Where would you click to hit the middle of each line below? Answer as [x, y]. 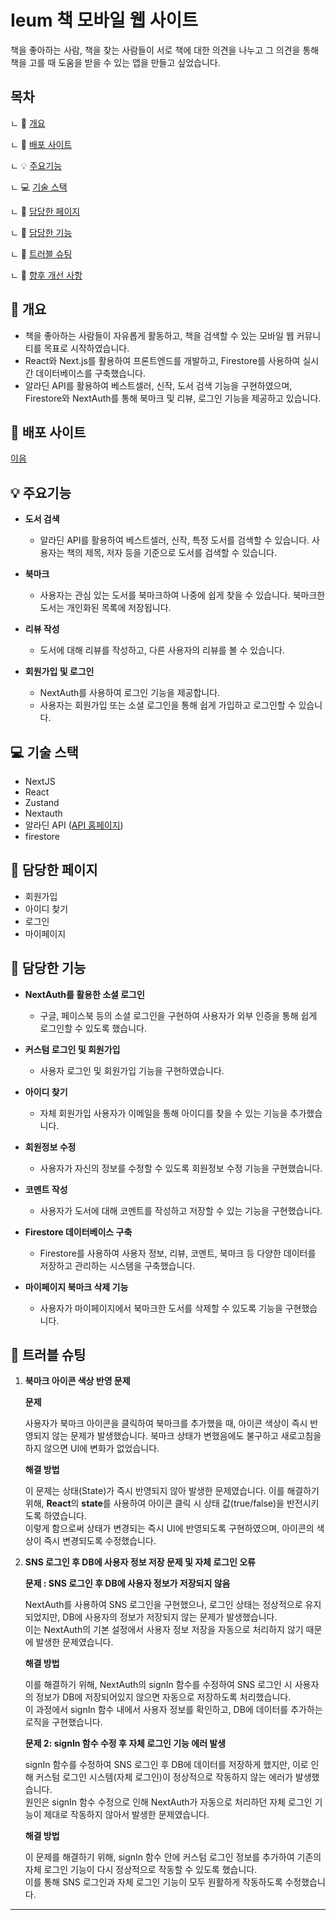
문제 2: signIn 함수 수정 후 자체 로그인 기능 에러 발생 [125, 1743]
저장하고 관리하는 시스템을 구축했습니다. [117, 1265]
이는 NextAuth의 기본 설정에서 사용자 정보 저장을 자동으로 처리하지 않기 [164, 1630]
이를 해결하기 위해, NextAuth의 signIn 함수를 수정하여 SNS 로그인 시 [158, 1685]
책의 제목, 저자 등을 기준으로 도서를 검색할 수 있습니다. [171, 553]
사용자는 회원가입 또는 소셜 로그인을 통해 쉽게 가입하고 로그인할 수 [168, 705]
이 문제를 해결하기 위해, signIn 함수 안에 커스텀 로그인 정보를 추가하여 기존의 [173, 1857]
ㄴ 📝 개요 [28, 123]
